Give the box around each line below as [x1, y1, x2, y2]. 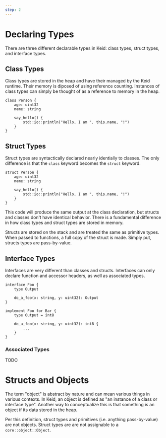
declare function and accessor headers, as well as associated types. [5, 273, 145, 279]
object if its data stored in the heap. [5, 407, 78, 413]
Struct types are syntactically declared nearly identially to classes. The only [5, 155, 160, 161]
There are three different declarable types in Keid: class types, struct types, [5, 45, 160, 51]
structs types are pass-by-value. [5, 240, 72, 246]
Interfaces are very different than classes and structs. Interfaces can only [5, 268, 155, 273]
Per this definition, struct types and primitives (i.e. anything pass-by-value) [5, 417, 158, 423]
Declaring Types [5, 28, 74, 40]
